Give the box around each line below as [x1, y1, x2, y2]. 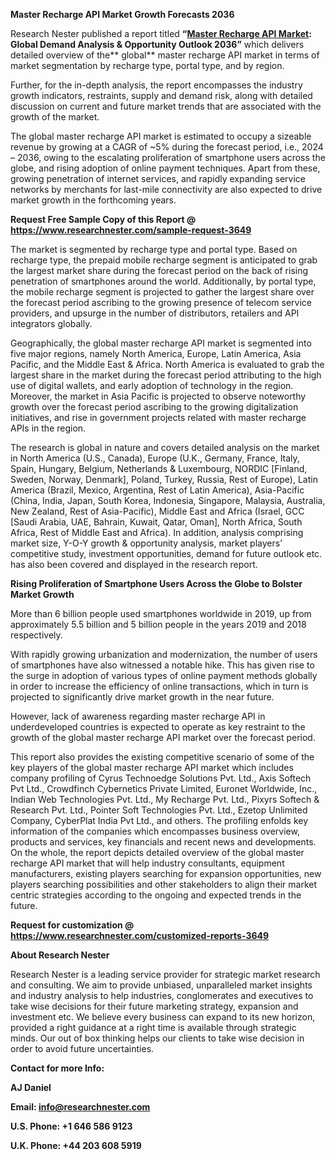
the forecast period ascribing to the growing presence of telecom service [10, 297, 313, 308]
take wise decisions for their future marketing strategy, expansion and [10, 1000, 299, 1012]
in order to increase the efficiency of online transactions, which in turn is [10, 680, 309, 692]
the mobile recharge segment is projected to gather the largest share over [10, 286, 315, 298]
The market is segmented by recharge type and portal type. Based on [10, 244, 298, 255]
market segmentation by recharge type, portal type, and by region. [10, 60, 285, 71]
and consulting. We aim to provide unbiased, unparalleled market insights [10, 979, 313, 991]
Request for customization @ [10, 919, 135, 931]
